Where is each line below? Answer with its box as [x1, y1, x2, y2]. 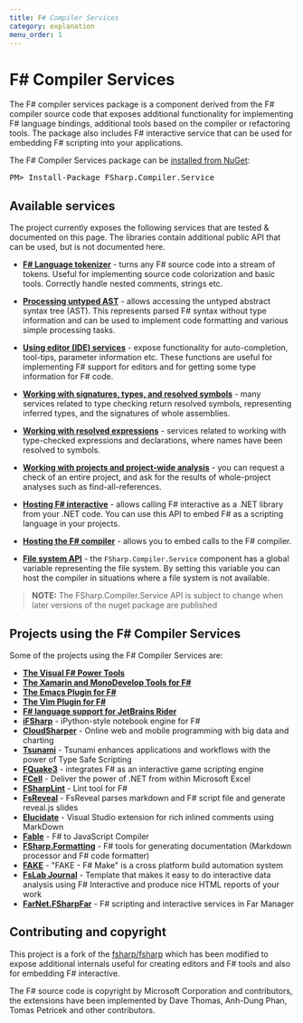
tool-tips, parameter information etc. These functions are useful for [22, 352, 273, 363]
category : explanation [9, 22, 95, 31]
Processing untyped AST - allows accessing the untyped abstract [22, 296, 271, 307]
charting [22, 734, 54, 745]
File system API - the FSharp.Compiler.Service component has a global [22, 553, 289, 564]
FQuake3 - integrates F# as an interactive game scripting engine [22, 763, 264, 774]
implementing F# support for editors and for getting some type [22, 361, 256, 372]
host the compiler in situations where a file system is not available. [22, 572, 270, 584]
